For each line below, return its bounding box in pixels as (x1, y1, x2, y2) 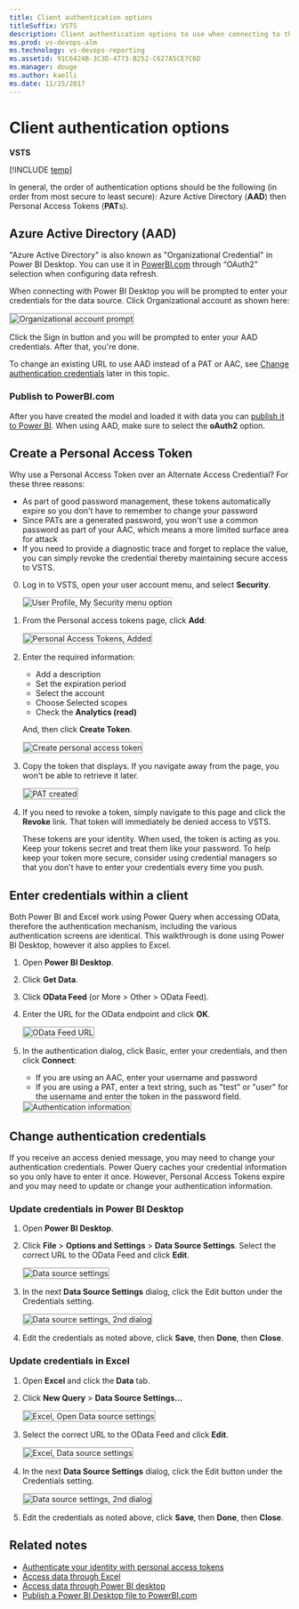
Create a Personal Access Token (9, 446, 193, 461)
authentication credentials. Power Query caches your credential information (9, 1162, 287, 1173)
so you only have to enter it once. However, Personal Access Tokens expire (9, 1171, 286, 1182)
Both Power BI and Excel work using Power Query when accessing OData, (9, 911, 281, 922)
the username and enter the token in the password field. (35, 1091, 242, 1102)
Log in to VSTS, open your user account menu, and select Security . (21, 579, 271, 590)
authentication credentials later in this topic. (9, 368, 170, 379)
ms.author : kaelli (9, 71, 77, 80)
